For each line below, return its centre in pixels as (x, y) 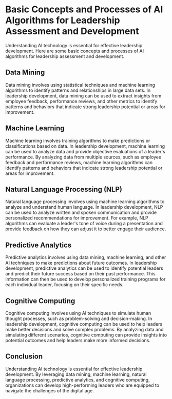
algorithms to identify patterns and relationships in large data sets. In (78, 90)
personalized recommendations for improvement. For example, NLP (77, 218)
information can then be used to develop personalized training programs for (85, 279)
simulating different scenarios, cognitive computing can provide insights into (86, 335)
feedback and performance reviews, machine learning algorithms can (79, 162)
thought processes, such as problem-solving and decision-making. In (79, 318)
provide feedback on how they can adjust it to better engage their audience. (86, 229)
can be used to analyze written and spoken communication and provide (81, 213)
